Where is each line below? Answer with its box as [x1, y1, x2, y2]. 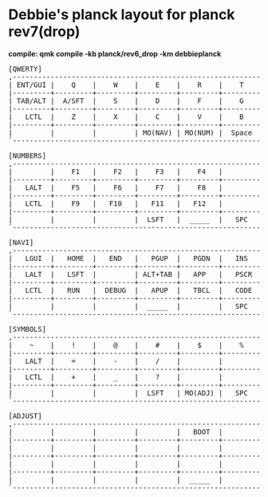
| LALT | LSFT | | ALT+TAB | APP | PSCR [8, 270, 253, 278]
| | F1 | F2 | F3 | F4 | [8, 167, 223, 176]
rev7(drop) [8, 22, 81, 41]
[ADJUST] [8, 411, 42, 420]
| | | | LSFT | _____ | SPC [8, 215, 249, 224]
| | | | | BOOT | [8, 427, 223, 436]
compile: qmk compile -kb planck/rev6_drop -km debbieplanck [8, 49, 222, 58]
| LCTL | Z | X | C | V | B [8, 112, 245, 121]
